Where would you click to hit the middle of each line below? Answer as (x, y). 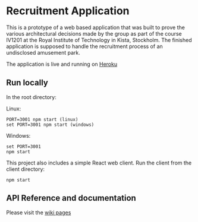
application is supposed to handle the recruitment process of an (85, 46)
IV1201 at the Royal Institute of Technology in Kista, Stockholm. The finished (99, 40)
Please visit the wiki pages (39, 213)
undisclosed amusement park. (43, 52)
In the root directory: (31, 97)
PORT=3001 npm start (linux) (42, 119)
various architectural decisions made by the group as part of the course (94, 33)
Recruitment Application (68, 11)
